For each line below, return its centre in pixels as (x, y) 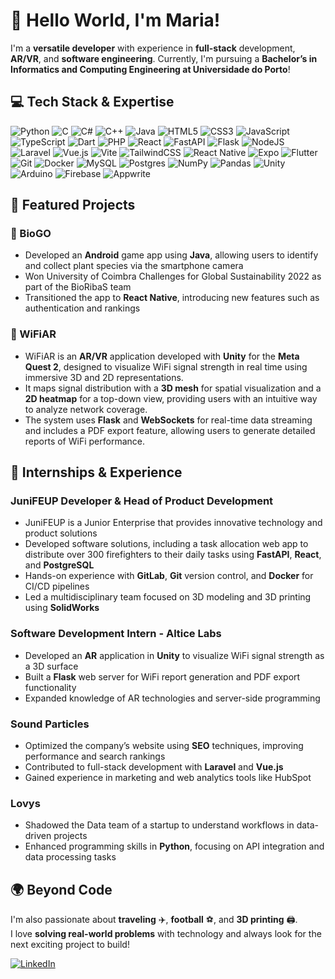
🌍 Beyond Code (61, 889)
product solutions (61, 533)
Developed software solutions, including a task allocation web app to (166, 544)
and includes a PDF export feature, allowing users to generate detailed (170, 430)
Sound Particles (50, 724)
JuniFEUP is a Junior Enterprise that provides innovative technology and (173, 523)
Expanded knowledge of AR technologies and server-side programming (172, 698)
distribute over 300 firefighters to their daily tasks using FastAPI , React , (173, 555)
